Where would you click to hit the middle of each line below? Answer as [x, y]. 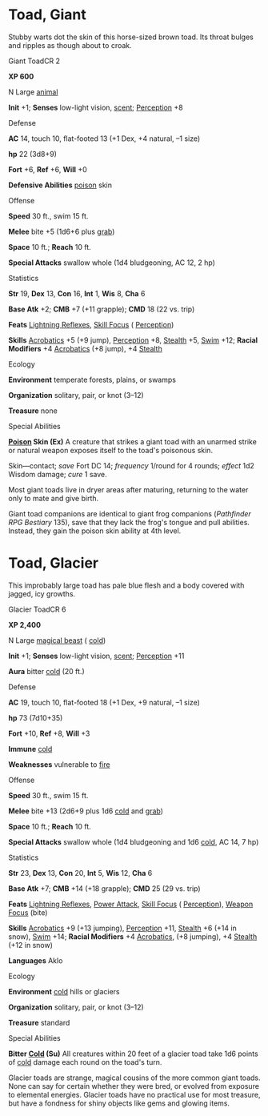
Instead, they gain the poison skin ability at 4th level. [95, 531]
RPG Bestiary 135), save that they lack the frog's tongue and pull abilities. [129, 522]
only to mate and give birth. [54, 498]
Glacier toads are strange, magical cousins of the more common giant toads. [135, 1078]
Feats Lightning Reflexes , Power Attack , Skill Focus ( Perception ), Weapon [131, 904]
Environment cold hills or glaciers [64, 991]
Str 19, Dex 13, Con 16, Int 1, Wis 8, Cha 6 [77, 293]
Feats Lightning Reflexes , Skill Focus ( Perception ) [91, 324]
